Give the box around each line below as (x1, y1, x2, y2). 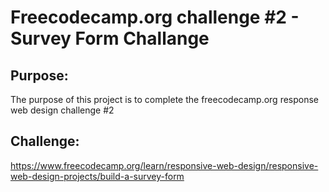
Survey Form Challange (10, 27, 210, 50)
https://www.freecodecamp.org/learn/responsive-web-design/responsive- (10, 159, 319, 171)
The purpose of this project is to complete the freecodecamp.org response (10, 94, 320, 105)
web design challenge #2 (10, 104, 115, 116)
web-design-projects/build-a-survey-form (10, 170, 185, 182)
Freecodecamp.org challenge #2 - (10, 6, 300, 29)
